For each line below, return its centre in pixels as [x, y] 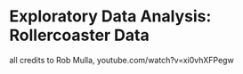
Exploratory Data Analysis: [110, 16]
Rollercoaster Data [79, 35]
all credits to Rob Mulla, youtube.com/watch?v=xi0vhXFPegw [121, 60]
